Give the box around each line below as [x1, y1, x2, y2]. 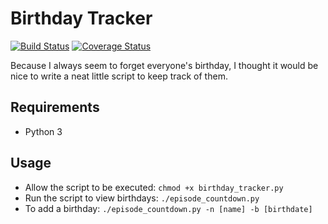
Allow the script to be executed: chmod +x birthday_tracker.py [24, 181, 284, 193]
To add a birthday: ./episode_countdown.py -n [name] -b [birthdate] [24, 202, 313, 214]
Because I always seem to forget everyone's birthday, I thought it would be [10, 59, 319, 71]
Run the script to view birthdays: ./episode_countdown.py [24, 192, 260, 204]
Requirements [10, 99, 100, 116]
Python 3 [24, 125, 63, 137]
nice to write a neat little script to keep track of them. [10, 70, 228, 82]
